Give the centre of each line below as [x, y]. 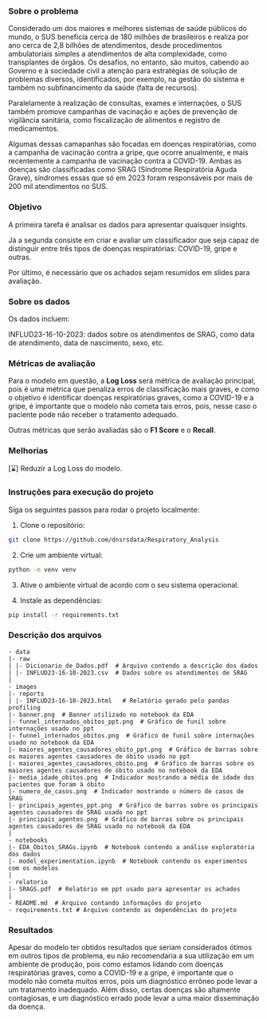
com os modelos [33, 868]
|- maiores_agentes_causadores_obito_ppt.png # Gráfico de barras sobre [133, 749]
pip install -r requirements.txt [64, 615]
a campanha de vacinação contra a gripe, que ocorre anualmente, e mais [128, 152]
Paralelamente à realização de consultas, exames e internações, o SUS [125, 103]
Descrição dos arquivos [55, 635]
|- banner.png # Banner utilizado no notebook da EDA [101, 714]
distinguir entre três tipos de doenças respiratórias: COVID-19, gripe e [123, 248]
